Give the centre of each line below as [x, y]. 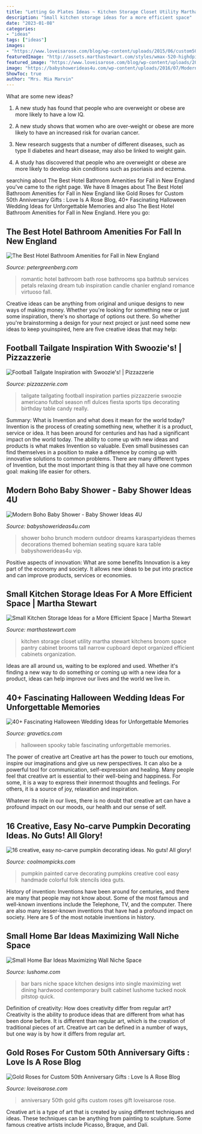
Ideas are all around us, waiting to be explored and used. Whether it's [92, 666]
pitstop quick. [38, 996]
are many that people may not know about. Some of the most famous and [97, 898]
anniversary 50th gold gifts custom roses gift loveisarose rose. [98, 1100]
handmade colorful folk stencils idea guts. [73, 880]
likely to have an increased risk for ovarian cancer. [77, 133]
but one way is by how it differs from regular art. [66, 1034]
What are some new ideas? [40, 97]
